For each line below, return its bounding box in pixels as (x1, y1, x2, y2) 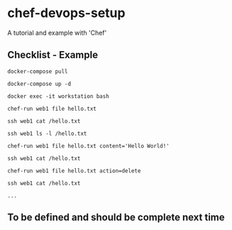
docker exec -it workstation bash (7, 92, 110, 100)
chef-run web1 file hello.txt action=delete (7, 167, 141, 175)
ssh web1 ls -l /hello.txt (7, 130, 87, 137)
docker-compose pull (7, 67, 69, 75)
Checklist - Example (7, 49, 98, 61)
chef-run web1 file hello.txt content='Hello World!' (7, 142, 170, 150)
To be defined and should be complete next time (7, 212, 225, 224)
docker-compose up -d (7, 80, 72, 87)
